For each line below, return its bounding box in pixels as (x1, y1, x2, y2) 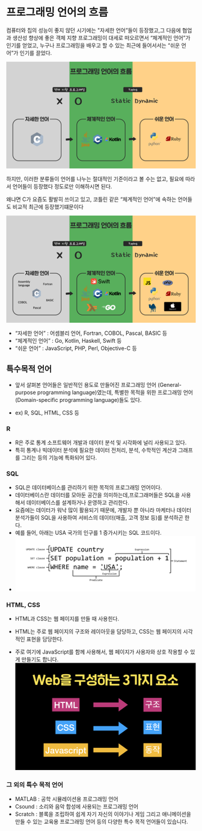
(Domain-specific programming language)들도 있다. (14, 396, 142, 403)
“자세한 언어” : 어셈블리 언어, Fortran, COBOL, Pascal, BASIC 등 (14, 330, 167, 337)
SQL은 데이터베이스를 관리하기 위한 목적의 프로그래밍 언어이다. (14, 484, 162, 491)
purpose (14, 389, 36, 396)
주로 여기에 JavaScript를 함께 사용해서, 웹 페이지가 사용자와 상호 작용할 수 (14, 648, 189, 655)
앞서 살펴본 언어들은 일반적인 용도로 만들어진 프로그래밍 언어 (14, 381, 157, 388)
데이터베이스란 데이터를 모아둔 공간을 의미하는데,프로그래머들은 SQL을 (14, 491, 180, 498)
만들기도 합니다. (21, 656, 59, 663)
